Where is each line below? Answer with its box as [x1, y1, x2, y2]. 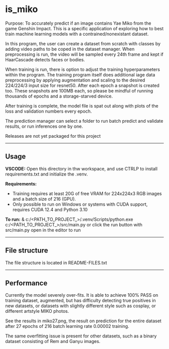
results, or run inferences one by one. [5, 123, 83, 129]
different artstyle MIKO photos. [5, 308, 69, 314]
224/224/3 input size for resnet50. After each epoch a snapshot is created [5, 82, 160, 89]
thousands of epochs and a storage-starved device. [5, 93, 113, 99]
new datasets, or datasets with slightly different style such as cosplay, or [5, 303, 156, 309]
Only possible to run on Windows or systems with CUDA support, [12, 201, 148, 207]
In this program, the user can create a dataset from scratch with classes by [5, 40, 161, 46]
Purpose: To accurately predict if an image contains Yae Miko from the [5, 20, 151, 26]
